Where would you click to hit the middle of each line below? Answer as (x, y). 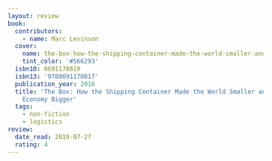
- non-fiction (46, 115)
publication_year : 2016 (55, 84)
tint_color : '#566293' (60, 62)
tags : (24, 107)
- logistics (42, 122)
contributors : (39, 31)
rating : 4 (31, 144)
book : (17, 24)
